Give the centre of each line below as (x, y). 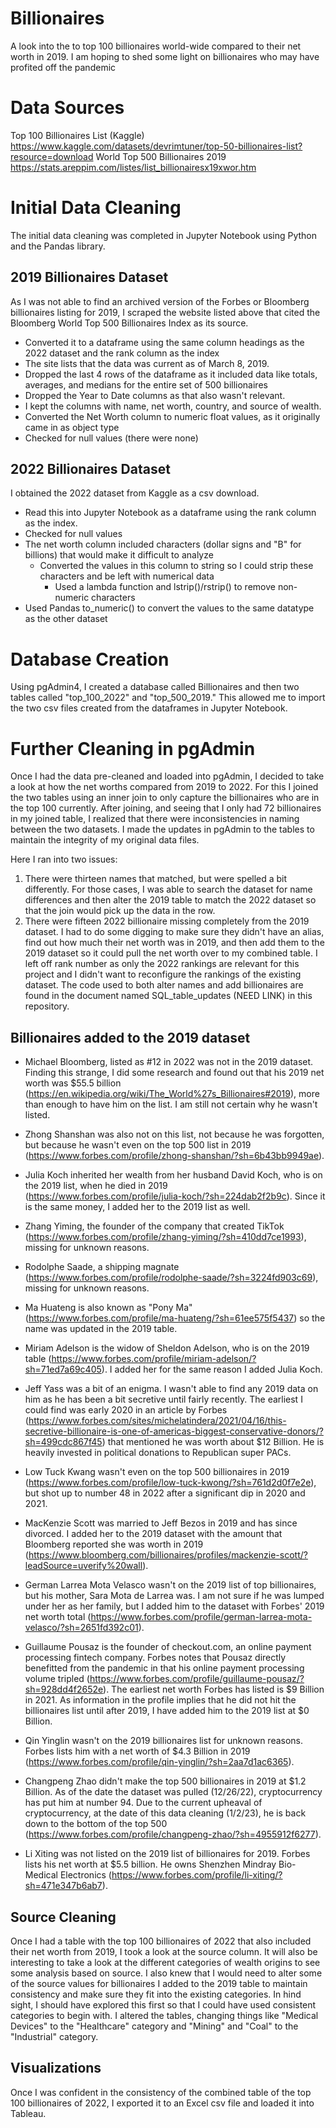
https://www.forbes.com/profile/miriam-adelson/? (154, 1359)
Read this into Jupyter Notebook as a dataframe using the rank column (170, 513)
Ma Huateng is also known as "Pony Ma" (108, 1308)
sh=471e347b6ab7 (63, 1886)
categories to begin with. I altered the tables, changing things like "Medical (164, 2015)
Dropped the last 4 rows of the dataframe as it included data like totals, (171, 374)
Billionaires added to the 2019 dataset (130, 1037)
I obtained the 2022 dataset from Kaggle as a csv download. (135, 493)
